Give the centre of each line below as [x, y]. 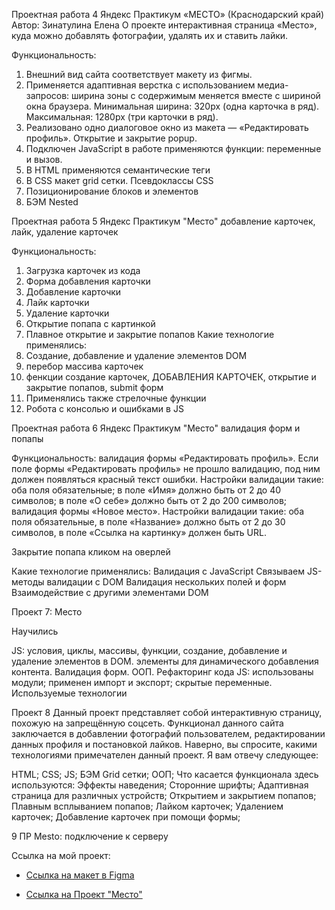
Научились [35, 631]
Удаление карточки [67, 313]
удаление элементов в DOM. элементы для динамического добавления [165, 661]
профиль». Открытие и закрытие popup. [111, 138]
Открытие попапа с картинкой [90, 323]
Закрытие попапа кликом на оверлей [91, 552]
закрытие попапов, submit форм [94, 387]
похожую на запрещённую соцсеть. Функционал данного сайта [147, 723]
